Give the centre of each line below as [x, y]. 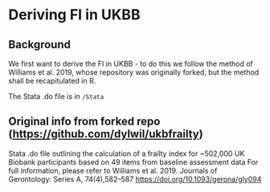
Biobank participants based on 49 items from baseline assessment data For [133, 161]
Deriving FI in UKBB [74, 15]
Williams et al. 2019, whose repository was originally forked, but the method [134, 72]
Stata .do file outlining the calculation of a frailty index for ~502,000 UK [127, 153]
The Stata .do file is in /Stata [56, 96]
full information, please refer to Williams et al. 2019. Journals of [113, 170]
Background [39, 45]
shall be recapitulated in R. [52, 81]
